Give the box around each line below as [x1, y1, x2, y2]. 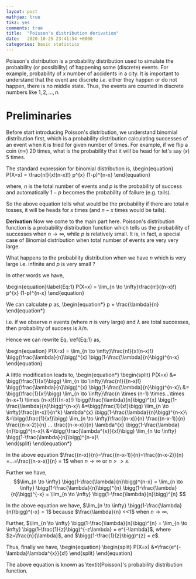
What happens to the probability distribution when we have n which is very [6, 254, 186, 261]
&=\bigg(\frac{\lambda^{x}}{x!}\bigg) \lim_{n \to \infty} [46, 427, 177, 435]
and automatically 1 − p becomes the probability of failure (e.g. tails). [6, 188, 171, 196]
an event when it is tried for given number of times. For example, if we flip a [6, 141, 188, 148]
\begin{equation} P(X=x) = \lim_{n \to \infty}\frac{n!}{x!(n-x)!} [6, 347, 154, 354]
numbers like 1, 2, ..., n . [6, 89, 60, 96]
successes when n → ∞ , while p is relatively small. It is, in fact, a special [6, 230, 181, 237]
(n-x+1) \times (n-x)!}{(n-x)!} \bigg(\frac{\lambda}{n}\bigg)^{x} [6, 396, 157, 403]
